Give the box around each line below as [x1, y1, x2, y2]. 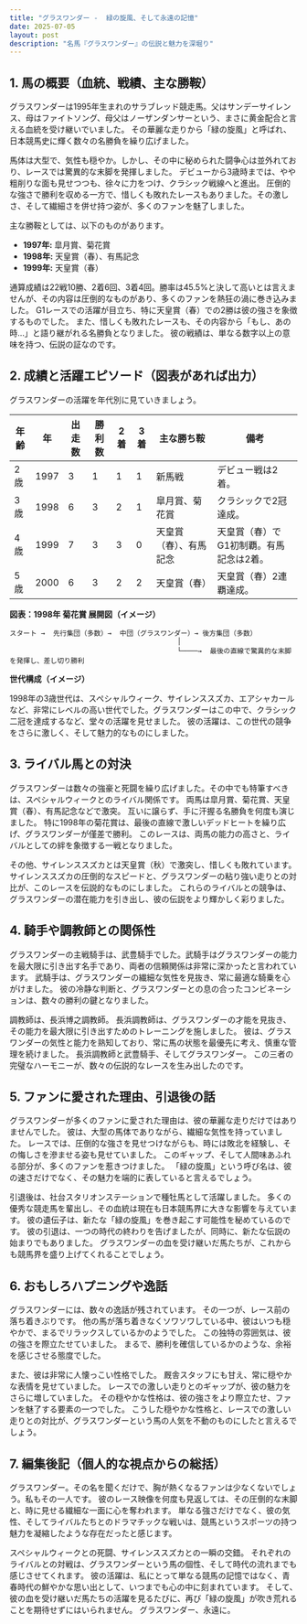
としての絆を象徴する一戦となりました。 [25, 839, 178, 851]
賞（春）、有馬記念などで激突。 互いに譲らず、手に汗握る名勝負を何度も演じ [9, 805, 295, 816]
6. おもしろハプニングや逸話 [9, 1278, 168, 1294]
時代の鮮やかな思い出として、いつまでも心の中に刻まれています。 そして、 [16, 1581, 298, 1592]
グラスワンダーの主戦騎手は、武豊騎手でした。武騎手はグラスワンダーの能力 [9, 949, 298, 960]
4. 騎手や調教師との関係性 [9, 923, 156, 939]
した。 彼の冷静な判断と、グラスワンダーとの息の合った [33, 983, 244, 994]
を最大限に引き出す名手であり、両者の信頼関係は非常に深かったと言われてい [9, 960, 297, 971]
